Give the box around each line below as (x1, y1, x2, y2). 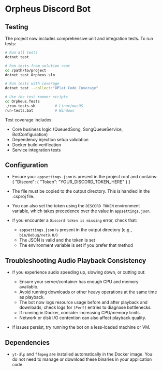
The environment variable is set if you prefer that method (19, 242, 133, 248)
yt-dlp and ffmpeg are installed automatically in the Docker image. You (12, 351, 153, 357)
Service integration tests (12, 147, 61, 152)
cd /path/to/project (5, 68, 47, 73)
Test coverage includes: (5, 117, 53, 122)
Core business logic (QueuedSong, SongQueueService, (12, 126, 123, 132)
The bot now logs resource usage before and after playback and (19, 300, 148, 305)
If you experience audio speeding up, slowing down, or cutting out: (12, 270, 146, 275)
